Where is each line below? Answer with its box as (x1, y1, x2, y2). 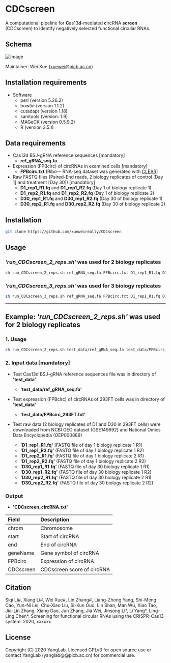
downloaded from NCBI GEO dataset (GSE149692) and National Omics (12, 426, 161, 433)
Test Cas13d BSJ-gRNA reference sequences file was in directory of (12, 371, 156, 377)
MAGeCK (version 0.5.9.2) (20, 119, 75, 125)
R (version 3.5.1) (20, 124, 54, 130)
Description (40, 516, 70, 523)
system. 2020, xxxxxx (5, 618, 51, 624)
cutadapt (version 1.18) (20, 108, 68, 114)
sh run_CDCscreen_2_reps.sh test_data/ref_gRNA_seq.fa (5, 347, 124, 353)
